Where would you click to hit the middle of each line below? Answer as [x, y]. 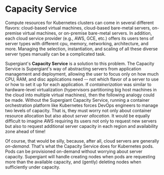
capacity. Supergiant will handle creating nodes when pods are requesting [80, 156]
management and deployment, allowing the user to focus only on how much [82, 74]
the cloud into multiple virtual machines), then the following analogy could [80, 95]
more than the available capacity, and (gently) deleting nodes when [73, 162]
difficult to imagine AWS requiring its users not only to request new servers [81, 121]
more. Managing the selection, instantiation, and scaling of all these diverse [82, 49]
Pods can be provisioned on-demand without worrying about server [74, 151]
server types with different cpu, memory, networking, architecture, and [77, 43]
